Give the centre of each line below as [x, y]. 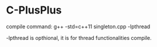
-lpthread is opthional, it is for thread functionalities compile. [79, 38]
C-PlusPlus [34, 10]
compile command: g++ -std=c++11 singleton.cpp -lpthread [78, 26]
